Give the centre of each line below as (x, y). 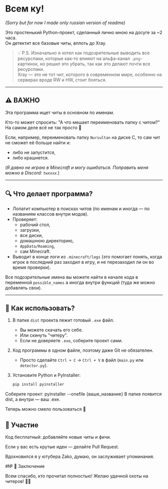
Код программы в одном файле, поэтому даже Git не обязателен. (83, 350)
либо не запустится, (34, 152)
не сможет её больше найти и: (38, 142)
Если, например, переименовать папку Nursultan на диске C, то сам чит (83, 137)
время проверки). (31, 267)
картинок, (28, 64)
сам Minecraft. (35, 251)
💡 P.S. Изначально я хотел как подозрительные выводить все (83, 53)
